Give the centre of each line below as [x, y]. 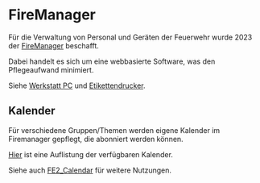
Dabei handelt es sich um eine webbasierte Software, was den [112, 61]
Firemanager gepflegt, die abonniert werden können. [96, 139]
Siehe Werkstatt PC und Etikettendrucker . [77, 85]
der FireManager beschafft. [54, 45]
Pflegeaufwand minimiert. [51, 69]
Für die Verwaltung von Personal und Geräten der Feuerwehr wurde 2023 [130, 37]
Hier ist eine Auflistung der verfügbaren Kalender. [91, 154]
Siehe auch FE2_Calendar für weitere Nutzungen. [90, 170]
